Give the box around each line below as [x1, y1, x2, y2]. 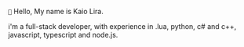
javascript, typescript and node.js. [8, 31, 118, 39]
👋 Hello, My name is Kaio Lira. [8, 7, 104, 16]
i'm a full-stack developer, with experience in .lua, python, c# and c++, [8, 22, 237, 31]
